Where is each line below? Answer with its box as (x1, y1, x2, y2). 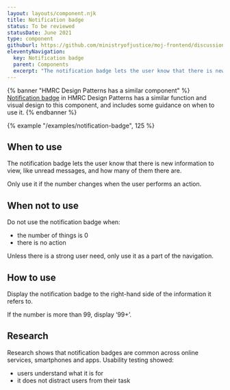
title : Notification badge (7, 16, 84, 23)
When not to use (7, 199, 79, 211)
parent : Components (13, 61, 69, 68)
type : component (7, 36, 53, 42)
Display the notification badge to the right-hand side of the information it (7, 289, 212, 298)
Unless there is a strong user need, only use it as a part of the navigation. (7, 252, 214, 260)
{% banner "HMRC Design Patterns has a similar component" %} (7, 86, 190, 95)
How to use (7, 271, 56, 283)
